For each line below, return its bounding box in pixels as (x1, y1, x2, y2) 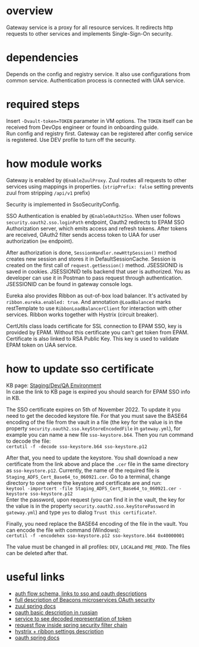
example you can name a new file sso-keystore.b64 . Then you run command (6, 431, 194, 438)
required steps (6, 98, 80, 111)
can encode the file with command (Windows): (6, 527, 121, 534)
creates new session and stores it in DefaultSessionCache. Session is (6, 255, 176, 262)
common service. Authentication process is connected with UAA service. (6, 77, 185, 84)
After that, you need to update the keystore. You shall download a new (6, 454, 178, 461)
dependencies (6, 51, 79, 65)
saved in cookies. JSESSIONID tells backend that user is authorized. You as (6, 268, 191, 275)
